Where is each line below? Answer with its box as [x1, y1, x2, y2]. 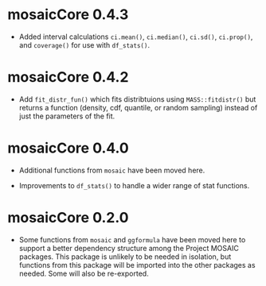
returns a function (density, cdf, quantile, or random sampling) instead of [18, 102, 258, 112]
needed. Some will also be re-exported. [18, 269, 149, 278]
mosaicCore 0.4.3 [7, 6, 129, 24]
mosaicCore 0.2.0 [7, 209, 129, 226]
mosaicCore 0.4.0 [7, 139, 129, 157]
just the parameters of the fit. [18, 111, 115, 121]
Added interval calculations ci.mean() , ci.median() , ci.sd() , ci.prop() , [18, 32, 253, 41]
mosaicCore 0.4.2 [7, 68, 129, 87]
